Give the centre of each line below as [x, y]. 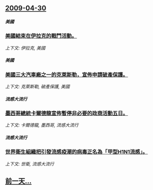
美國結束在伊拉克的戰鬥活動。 [41, 36]
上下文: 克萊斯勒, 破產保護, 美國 [37, 87]
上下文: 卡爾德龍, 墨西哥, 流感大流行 [42, 125]
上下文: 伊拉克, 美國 [25, 48]
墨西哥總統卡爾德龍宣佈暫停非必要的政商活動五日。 [67, 113]
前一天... [18, 181]
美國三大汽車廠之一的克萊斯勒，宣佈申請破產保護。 [67, 75]
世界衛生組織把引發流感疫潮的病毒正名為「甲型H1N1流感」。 [76, 152]
